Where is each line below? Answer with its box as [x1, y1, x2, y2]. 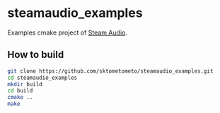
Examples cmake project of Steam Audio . [7, 28, 127, 37]
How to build [7, 49, 64, 61]
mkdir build [7, 81, 42, 88]
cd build [7, 87, 33, 95]
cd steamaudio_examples [7, 74, 78, 81]
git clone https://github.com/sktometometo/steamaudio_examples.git [7, 67, 214, 75]
